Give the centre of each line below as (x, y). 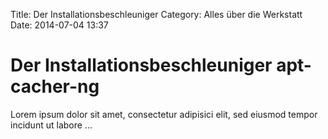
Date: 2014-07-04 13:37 (59, 25)
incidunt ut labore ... (51, 125)
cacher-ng (55, 86)
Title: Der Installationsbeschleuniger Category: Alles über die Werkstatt (156, 14)
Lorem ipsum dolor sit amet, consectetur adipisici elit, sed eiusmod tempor (164, 114)
